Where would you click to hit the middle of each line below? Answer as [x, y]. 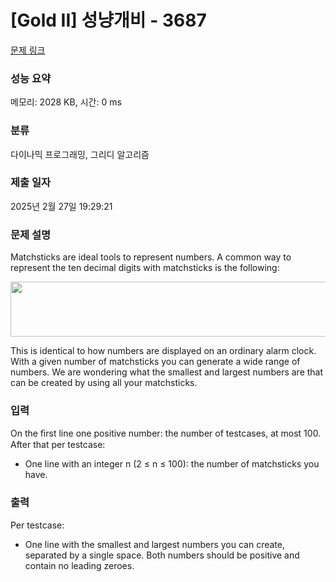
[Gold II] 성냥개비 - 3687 [108, 20]
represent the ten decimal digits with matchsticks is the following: [145, 268]
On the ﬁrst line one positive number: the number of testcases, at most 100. [166, 433]
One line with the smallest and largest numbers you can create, [154, 544]
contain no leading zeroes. [79, 565]
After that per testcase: [58, 445]
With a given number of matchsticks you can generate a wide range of [155, 362]
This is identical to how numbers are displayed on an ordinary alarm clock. [163, 351]
